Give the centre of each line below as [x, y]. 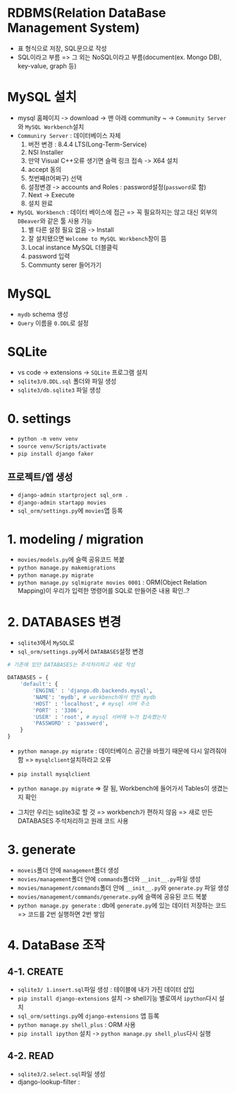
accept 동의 [45, 169]
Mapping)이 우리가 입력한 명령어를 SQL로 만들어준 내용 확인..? [104, 591]
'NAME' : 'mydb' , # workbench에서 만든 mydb [94, 697]
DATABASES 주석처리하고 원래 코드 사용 [73, 821]
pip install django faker [55, 454]
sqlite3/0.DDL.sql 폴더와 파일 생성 [67, 381]
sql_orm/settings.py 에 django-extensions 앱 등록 [88, 1016]
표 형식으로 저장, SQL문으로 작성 [62, 48]
